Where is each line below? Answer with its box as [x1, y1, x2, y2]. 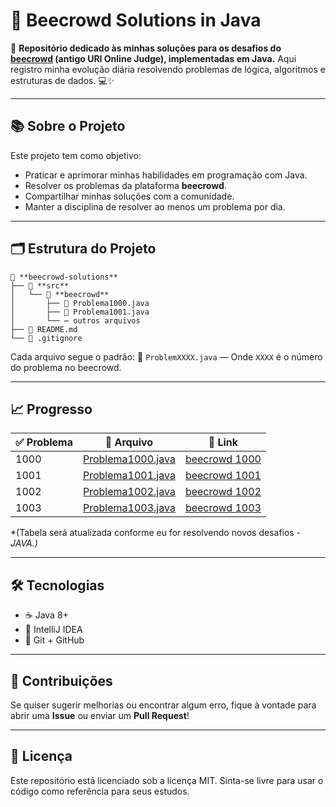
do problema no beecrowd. [10, 361, 122, 373]
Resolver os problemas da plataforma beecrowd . [24, 179, 227, 191]
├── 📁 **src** [10, 280, 70, 291]
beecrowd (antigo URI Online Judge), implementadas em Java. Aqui [10, 52, 297, 64]
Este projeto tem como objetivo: [10, 149, 142, 161]
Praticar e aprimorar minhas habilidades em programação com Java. [24, 169, 308, 181]
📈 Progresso [10, 400, 93, 418]
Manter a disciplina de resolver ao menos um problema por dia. [24, 200, 286, 213]
